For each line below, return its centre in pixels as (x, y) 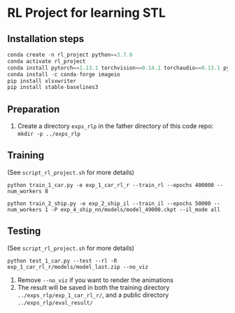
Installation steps (46, 39)
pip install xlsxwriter (42, 81)
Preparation (34, 109)
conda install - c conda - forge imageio (64, 74)
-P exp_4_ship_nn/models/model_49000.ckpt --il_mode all (136, 209)
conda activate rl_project (47, 61)
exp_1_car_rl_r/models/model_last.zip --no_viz (78, 267)
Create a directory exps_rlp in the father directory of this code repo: (115, 126)
